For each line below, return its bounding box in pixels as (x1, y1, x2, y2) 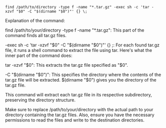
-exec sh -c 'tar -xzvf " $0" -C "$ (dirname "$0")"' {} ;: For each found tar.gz (5, 42, 160, 48)
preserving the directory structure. (5, 97, 76, 103)
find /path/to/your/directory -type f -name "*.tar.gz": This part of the (5, 27, 145, 33)
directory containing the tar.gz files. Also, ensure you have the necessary (5, 112, 155, 118)
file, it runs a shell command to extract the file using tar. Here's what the (5, 47, 152, 53)
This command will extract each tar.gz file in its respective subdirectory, (5, 92, 152, 97)
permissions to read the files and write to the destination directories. (5, 117, 145, 123)
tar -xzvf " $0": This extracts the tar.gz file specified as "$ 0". (5, 62, 128, 68)
